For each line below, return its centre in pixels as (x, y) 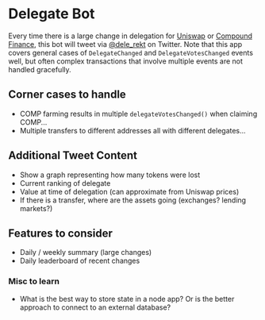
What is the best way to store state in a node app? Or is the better (127, 299)
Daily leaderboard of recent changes (80, 261)
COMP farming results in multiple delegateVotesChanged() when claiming (138, 114)
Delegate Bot (52, 14)
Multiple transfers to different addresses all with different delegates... (132, 130)
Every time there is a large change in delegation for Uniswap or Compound (130, 36)
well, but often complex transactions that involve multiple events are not (126, 61)
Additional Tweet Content (73, 156)
